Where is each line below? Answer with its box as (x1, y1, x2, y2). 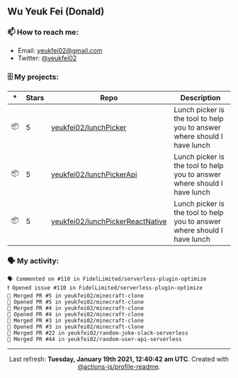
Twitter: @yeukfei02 (17, 53, 77, 62)
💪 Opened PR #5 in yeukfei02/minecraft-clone (7, 299, 144, 306)
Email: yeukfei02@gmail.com (17, 46, 103, 55)
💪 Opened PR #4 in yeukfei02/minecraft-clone (7, 311, 144, 318)
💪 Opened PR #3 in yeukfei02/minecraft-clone (7, 323, 144, 330)
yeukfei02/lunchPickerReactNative (50, 216, 167, 226)
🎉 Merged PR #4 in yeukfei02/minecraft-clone (7, 305, 144, 312)
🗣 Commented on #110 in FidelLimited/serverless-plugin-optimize (7, 276, 207, 283)
